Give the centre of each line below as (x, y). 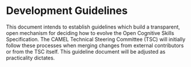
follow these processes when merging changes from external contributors (95, 45)
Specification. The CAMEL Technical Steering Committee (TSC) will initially (96, 39)
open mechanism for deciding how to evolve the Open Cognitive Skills (90, 33)
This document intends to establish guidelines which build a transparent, (93, 27)
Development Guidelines (67, 11)
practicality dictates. (31, 58)
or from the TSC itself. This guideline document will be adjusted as (86, 51)
